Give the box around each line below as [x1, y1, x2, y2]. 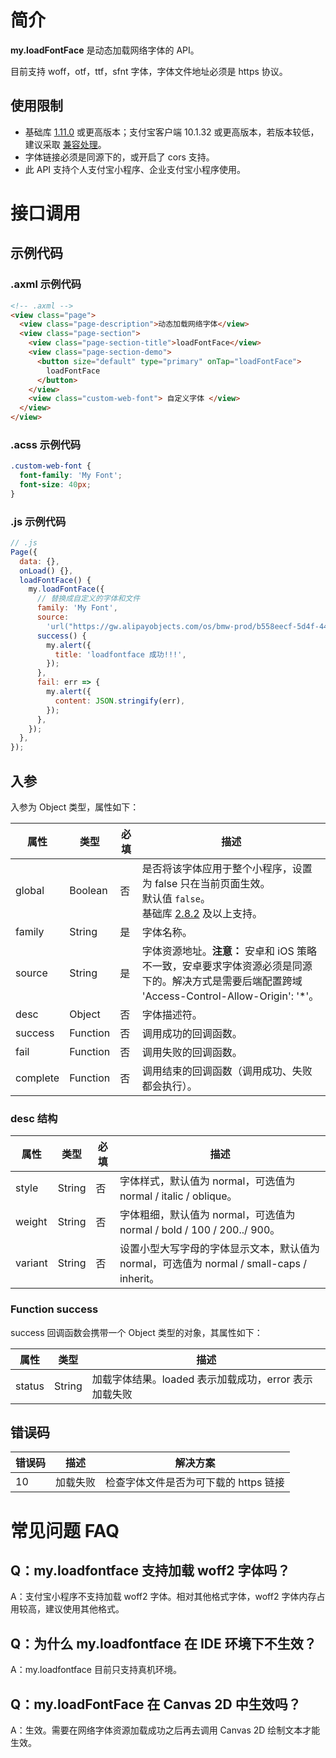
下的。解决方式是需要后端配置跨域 [141, 974, 303, 988]
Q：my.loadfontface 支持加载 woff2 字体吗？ [10, 1562, 291, 1580]
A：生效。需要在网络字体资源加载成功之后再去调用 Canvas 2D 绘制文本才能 [10, 1724, 321, 1736]
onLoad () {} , [19, 566, 74, 576]
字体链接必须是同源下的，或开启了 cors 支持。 [24, 151, 215, 163]
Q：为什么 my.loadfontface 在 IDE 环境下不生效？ [10, 1635, 317, 1652]
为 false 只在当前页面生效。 [141, 877, 271, 891]
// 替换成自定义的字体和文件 [36, 594, 141, 604]
